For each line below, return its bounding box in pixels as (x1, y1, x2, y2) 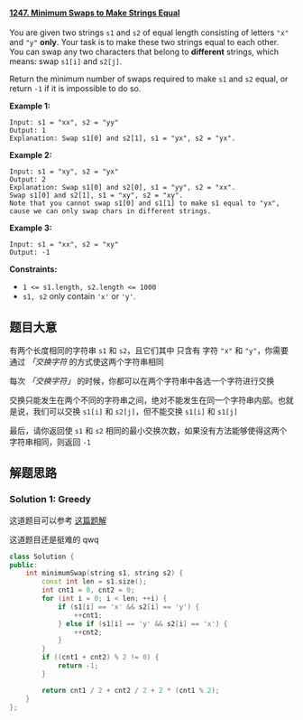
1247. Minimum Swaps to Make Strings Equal (9, 7, 180, 18)
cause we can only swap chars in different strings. (9, 207, 212, 216)
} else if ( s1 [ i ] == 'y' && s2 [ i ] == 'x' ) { (57, 619, 228, 628)
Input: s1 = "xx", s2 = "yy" (9, 118, 119, 127)
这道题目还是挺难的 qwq (9, 534, 99, 545)
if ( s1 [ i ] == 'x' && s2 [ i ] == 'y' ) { (57, 602, 200, 612)
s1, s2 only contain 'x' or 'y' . (22, 291, 136, 302)
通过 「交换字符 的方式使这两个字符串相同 (9, 357, 164, 368)
